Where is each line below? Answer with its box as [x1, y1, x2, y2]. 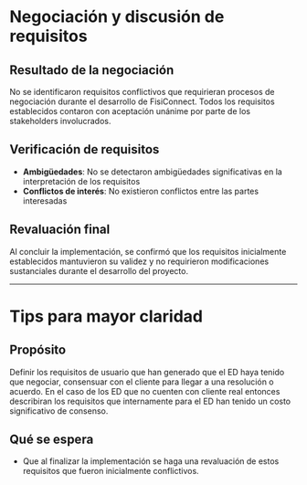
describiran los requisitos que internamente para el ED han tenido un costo [9, 395, 291, 406]
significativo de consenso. [9, 405, 109, 416]
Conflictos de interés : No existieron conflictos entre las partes [22, 185, 259, 196]
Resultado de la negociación [9, 62, 175, 78]
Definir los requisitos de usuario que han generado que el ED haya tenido [9, 366, 285, 377]
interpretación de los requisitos [22, 175, 141, 186]
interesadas [22, 195, 68, 206]
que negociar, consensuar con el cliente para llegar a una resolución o [9, 376, 274, 387]
